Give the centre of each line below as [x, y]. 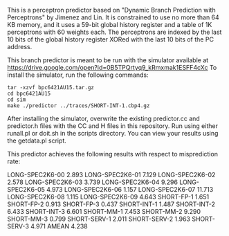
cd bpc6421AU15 [29, 93]
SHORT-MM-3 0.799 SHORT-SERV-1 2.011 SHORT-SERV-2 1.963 [99, 219]
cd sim [17, 100]
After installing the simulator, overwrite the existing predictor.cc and [104, 118]
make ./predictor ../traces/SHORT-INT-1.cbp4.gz [79, 106]
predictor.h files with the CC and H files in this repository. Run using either [112, 126]
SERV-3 [18, 226]
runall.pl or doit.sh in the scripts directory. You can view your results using [113, 133]
